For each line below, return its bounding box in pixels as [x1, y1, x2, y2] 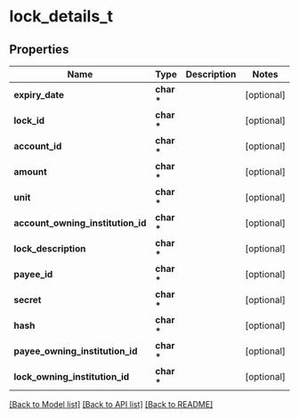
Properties [9, 42, 69, 57]
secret [13, 294, 42, 306]
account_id [13, 140, 62, 152]
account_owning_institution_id [13, 217, 147, 229]
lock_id [13, 114, 45, 127]
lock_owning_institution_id [13, 371, 130, 382]
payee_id [13, 268, 53, 280]
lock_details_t [9, 6, 114, 27]
